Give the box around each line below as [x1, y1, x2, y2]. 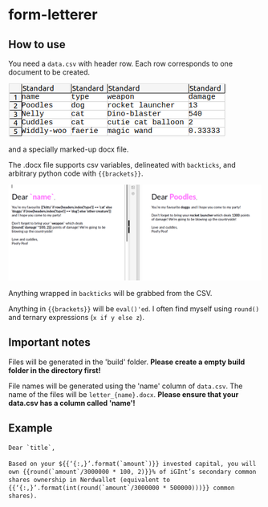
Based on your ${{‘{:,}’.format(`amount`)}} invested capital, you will [8, 460, 257, 468]
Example [8, 421, 53, 435]
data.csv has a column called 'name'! [8, 398, 136, 408]
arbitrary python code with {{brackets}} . [8, 168, 144, 178]
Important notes [8, 335, 91, 350]
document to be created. [8, 67, 91, 77]
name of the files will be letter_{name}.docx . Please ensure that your [8, 389, 239, 399]
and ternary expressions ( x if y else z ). [8, 312, 144, 322]
